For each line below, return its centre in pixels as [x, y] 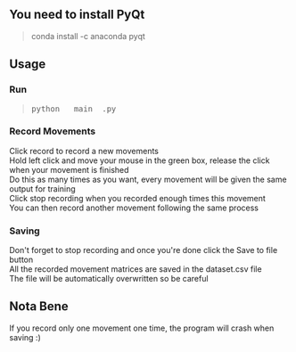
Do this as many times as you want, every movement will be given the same [148, 179]
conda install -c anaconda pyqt [88, 36]
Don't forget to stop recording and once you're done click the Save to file [144, 250]
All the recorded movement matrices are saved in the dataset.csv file [136, 269]
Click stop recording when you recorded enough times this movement [137, 198]
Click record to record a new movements [84, 151]
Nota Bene [39, 307]
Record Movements [53, 131]
